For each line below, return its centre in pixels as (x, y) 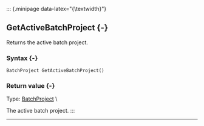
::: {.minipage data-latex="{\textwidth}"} (56, 9)
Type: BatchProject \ (32, 99)
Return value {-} (31, 86)
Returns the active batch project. (47, 42)
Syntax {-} (22, 58)
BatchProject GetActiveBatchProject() (55, 71)
